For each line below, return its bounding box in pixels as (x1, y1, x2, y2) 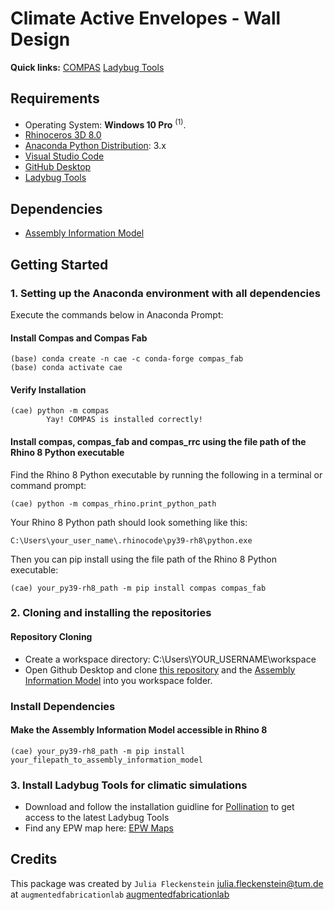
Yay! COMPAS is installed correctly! (46, 415, 203, 425)
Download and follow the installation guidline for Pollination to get (24, 801, 295, 813)
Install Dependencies (10, 699, 116, 713)
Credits (10, 851, 58, 868)
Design (10, 28, 71, 51)
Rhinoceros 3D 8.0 (24, 129, 102, 141)
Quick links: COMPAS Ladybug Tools (10, 61, 165, 73)
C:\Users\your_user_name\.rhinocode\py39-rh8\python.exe (10, 535, 253, 546)
